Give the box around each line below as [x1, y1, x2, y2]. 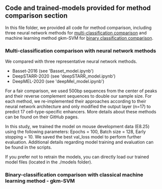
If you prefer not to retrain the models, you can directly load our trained [5, 154, 149, 160]
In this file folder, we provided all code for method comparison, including [5, 25, 152, 30]
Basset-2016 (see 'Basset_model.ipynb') [12, 68, 94, 74]
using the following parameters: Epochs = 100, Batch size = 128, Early [5, 129, 146, 135]
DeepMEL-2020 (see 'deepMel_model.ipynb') [12, 79, 105, 84]
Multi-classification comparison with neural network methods [5, 47, 156, 54]
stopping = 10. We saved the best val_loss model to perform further [5, 134, 141, 140]
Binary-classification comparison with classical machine [5, 171, 143, 178]
